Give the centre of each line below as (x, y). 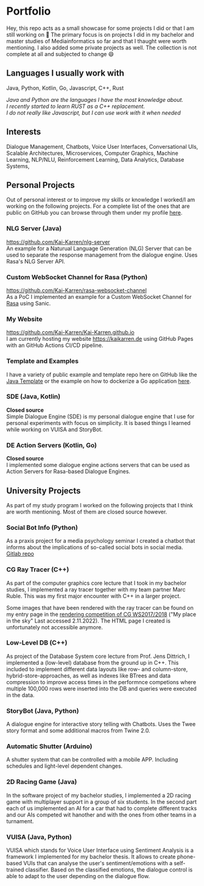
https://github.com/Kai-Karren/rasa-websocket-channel (77, 290)
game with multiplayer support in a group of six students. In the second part (101, 802)
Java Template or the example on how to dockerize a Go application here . (99, 381)
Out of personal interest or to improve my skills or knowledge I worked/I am (101, 200)
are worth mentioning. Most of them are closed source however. (87, 512)
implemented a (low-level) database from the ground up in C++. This (93, 662)
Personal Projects (40, 185)
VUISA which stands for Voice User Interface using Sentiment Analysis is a (100, 850)
